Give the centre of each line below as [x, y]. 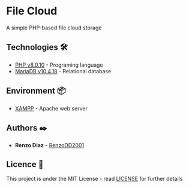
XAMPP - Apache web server [51, 108]
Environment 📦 [36, 91]
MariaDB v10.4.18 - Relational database [63, 71]
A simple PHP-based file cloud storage [54, 28]
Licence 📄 [25, 164]
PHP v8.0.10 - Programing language [59, 65]
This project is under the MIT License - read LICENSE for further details [94, 179]
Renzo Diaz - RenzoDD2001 [49, 145]
